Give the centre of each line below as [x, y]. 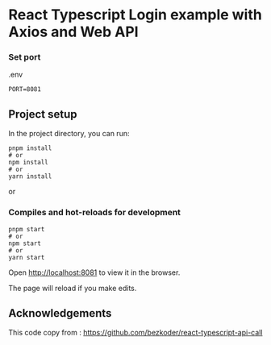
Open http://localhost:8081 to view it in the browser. [94, 272]
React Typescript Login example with [135, 15]
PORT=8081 [25, 89]
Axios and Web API [73, 32]
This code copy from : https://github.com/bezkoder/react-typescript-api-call [135, 333]
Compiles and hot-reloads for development [95, 213]
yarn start [27, 257]
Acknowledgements [60, 313]
